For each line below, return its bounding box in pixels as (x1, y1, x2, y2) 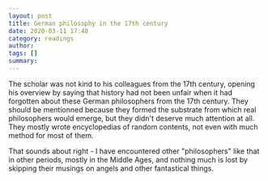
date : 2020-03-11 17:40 (8, 27, 89, 35)
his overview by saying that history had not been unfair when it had (8, 87, 233, 97)
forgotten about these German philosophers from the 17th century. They (8, 96, 249, 106)
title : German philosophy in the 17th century (8, 19, 168, 27)
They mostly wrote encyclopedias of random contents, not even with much (8, 122, 258, 132)
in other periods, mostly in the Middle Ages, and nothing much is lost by (8, 154, 249, 164)
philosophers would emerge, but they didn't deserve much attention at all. (8, 113, 255, 123)
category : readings (8, 34, 74, 43)
